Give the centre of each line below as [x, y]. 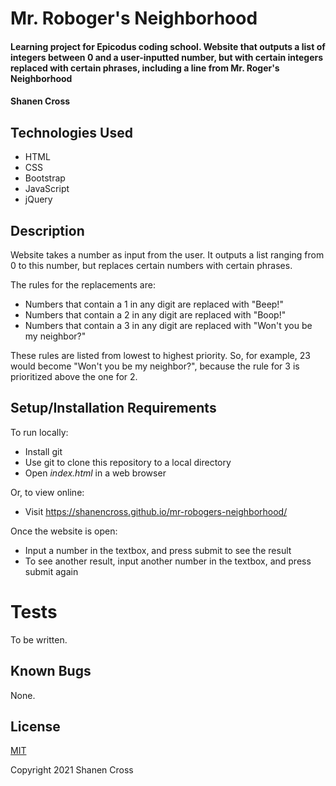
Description [47, 230]
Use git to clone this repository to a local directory [128, 462]
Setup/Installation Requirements [113, 408]
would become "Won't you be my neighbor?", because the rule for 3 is [155, 366]
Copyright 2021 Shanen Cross [72, 770]
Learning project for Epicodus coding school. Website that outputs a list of [168, 46]
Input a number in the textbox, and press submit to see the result [158, 550]
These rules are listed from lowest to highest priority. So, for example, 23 [160, 355]
